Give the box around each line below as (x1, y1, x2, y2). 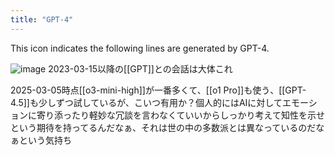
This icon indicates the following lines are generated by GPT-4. (10, 42, 270, 54)
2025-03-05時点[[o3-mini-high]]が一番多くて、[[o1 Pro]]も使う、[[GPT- (10, 84, 307, 96)
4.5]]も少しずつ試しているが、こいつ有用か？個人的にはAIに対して (10, 96, 283, 108)
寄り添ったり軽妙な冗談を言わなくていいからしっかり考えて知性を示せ (36, 109, 325, 121)
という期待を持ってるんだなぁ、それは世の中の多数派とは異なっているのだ (10, 121, 317, 133)
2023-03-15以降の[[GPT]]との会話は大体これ (48, 62, 233, 75)
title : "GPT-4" (10, 14, 74, 25)
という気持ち (18, 134, 72, 146)
